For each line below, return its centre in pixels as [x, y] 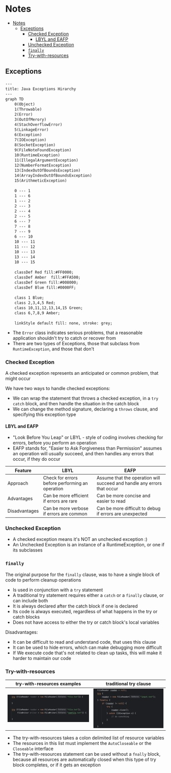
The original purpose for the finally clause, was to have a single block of [82, 574]
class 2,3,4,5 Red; [35, 303]
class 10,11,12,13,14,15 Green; [49, 308]
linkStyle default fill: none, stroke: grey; [64, 323]
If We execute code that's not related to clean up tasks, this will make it [87, 653]
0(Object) [25, 104]
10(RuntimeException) [37, 155]
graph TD [15, 99]
